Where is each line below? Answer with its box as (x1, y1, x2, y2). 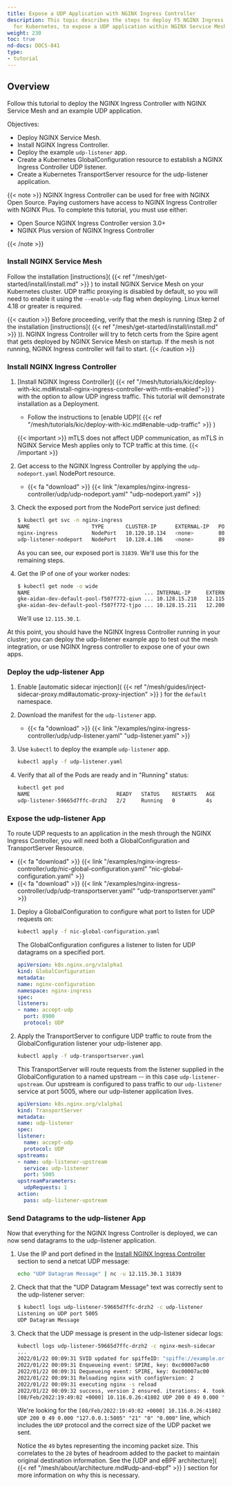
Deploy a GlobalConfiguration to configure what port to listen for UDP (17, 907, 215, 916)
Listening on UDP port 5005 (17, 1310, 98, 1317)
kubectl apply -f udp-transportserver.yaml (17, 1052, 145, 1059)
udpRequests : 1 (23, 1184, 68, 1191)
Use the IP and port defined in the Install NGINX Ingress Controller (17, 1250, 206, 1259)
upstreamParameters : (17, 1178, 77, 1185)
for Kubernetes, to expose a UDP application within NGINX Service (13, 23, 212, 30)
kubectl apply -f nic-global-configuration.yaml (17, 928, 160, 936)
